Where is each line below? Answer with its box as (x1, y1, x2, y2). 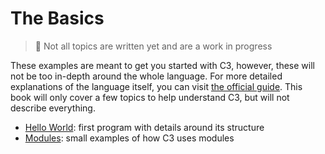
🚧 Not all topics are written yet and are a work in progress (34, 40, 273, 52)
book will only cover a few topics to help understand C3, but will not (10, 91, 290, 103)
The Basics (10, 7, 105, 30)
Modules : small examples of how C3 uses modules (24, 132, 235, 144)
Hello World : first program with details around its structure (24, 121, 265, 133)
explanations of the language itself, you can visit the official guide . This (10, 80, 303, 92)
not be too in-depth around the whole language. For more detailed (10, 70, 283, 82)
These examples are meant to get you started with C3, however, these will (10, 59, 315, 71)
